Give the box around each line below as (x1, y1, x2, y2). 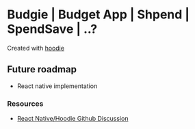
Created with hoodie (7, 44, 65, 52)
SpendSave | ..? (7, 21, 98, 37)
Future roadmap (7, 63, 77, 75)
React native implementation (16, 82, 98, 90)
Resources (7, 99, 44, 109)
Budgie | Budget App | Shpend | (7, 7, 190, 23)
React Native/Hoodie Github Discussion (16, 115, 129, 123)
